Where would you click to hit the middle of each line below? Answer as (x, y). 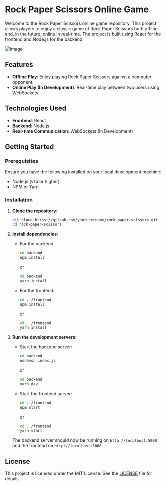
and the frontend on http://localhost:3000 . (58, 446)
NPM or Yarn (25, 187)
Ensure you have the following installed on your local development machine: (83, 172)
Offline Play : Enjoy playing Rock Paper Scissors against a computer (82, 77)
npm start (30, 407)
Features (19, 64)
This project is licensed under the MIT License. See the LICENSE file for (79, 473)
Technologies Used (36, 108)
